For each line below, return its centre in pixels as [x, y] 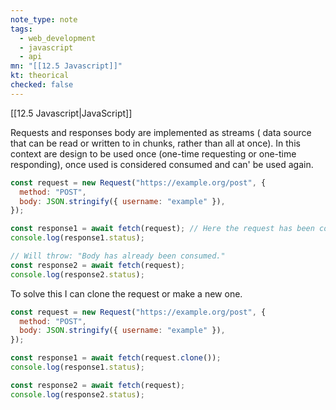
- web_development [58, 38]
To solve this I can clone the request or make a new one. [126, 293]
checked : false [42, 85]
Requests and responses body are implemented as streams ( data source [161, 132]
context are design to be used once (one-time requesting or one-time [153, 153]
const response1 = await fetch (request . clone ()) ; [116, 358]
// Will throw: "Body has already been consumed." [118, 256]
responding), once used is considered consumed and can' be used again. [162, 164]
